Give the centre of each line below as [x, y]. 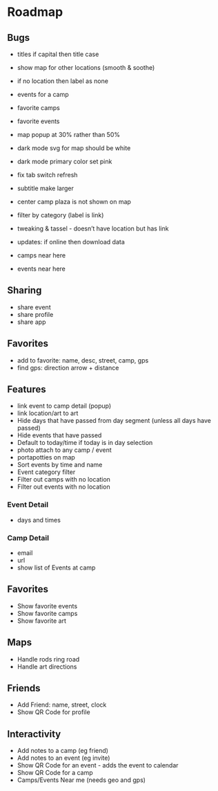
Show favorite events [47, 606]
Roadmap [35, 12]
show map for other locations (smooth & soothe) [86, 67]
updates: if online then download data [71, 242]
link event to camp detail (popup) [64, 406]
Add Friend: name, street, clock [62, 705]
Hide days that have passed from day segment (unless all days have [114, 421]
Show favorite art [42, 621]
